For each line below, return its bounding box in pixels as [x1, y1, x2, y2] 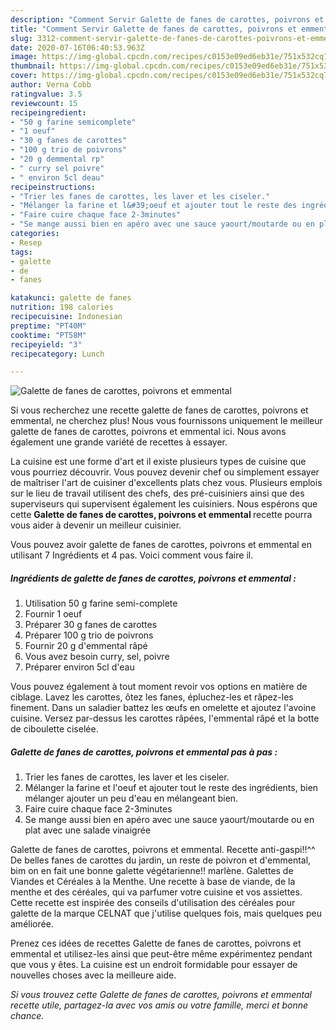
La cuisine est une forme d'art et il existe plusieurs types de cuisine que [10, 456, 307, 468]
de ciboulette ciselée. [10, 723, 99, 735]
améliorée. [10, 918, 54, 930]
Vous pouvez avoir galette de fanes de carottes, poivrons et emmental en [10, 539, 313, 551]
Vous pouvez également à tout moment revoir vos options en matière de [10, 681, 308, 693]
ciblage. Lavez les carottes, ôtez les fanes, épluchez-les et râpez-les [10, 691, 294, 703]
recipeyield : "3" [10, 339, 83, 350]
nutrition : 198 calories [10, 302, 114, 313]
